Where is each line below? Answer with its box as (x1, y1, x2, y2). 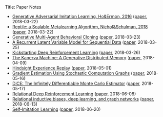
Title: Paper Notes (5, 4, 41, 10)
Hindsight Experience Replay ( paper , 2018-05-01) (12, 65, 112, 71)
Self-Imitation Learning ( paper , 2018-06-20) (12, 106, 101, 112)
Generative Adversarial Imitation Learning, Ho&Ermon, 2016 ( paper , (12, 14, 147, 19)
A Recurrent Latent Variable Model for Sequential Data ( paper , (12, 39, 137, 45)
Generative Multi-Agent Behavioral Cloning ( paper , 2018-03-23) (12, 34, 141, 40)
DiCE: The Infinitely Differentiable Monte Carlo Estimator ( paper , (12, 81, 141, 86)
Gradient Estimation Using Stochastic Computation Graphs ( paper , (12, 70, 145, 76)
